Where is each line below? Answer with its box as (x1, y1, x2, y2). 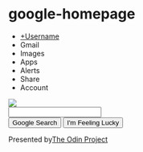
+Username (19, 31, 60, 41)
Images (19, 48, 45, 58)
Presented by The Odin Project (8, 134, 108, 144)
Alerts (19, 65, 40, 75)
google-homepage (8, 5, 136, 23)
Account (19, 82, 48, 92)
